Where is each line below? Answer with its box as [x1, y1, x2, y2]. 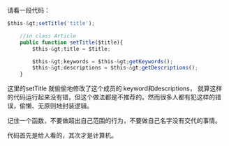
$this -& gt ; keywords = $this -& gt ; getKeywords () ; [32, 58, 173, 65]
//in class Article [20, 32, 77, 40]
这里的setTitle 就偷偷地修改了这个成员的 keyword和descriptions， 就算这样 [7, 84, 222, 92]
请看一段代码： [7, 6, 50, 14]
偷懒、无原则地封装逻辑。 [19, 102, 93, 110]
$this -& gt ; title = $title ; [32, 45, 111, 52]
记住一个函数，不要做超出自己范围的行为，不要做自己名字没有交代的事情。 [7, 117, 221, 125]
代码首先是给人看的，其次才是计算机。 [7, 131, 117, 140]
